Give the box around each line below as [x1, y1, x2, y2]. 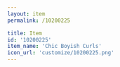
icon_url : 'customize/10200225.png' [7, 49, 114, 56]
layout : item [7, 10, 46, 18]
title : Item [7, 30, 42, 37]
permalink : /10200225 [7, 17, 71, 24]
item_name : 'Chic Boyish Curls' [7, 43, 102, 50]
